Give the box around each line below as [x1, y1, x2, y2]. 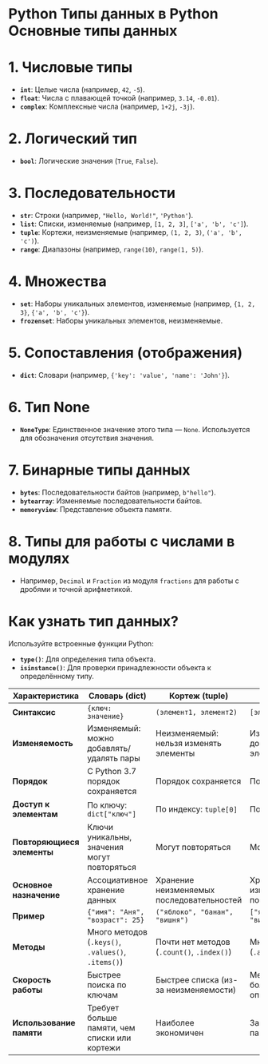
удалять [87, 752, 118, 764]
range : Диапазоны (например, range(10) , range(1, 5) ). [19, 244, 204, 254]
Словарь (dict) [88, 690, 147, 701]
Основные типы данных [8, 22, 178, 40]
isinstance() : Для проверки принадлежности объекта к [19, 662, 211, 672]
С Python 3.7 [87, 765, 137, 776]
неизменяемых [155, 884, 215, 895]
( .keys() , [87, 936, 121, 947]
